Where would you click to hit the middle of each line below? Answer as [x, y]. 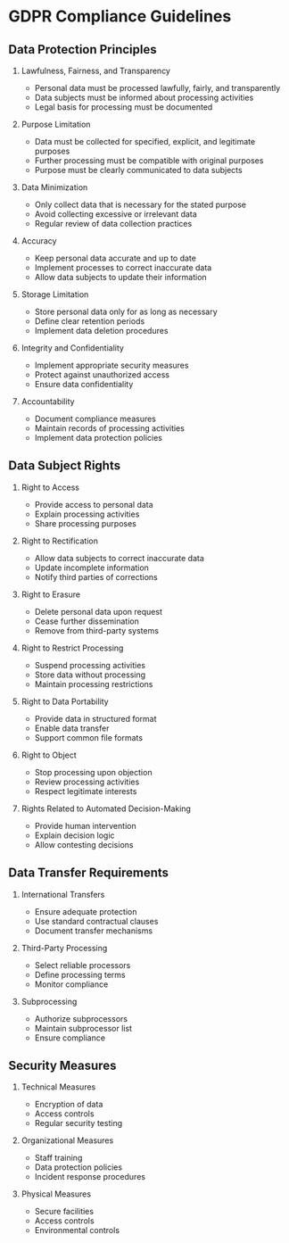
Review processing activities [87, 782]
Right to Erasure [51, 594]
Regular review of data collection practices [113, 224]
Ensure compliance [70, 1038]
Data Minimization [54, 187]
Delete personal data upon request [98, 611]
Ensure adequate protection [86, 911]
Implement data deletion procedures [101, 331]
